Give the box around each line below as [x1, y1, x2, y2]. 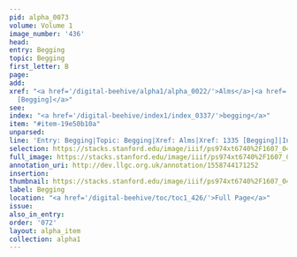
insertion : [9, 169, 49, 178]
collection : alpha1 [9, 235, 81, 244]
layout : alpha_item [9, 226, 81, 235]
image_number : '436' [9, 29, 86, 38]
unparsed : [9, 128, 46, 137]
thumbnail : [9, 178, 49, 186]
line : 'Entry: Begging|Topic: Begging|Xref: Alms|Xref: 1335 [9, 136, 240, 145]
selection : [9, 144, 49, 153]
